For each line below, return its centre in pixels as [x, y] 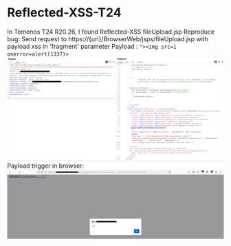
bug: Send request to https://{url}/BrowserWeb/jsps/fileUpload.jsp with [108, 38]
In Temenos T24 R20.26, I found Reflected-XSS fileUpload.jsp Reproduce [111, 32]
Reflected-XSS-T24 [64, 13]
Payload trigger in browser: [46, 166]
